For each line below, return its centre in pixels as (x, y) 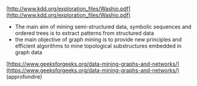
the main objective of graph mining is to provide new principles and (98, 39)
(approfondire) (24, 77)
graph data (29, 52)
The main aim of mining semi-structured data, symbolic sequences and (103, 27)
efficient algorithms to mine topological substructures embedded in (98, 46)
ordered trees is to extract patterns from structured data (84, 33)
